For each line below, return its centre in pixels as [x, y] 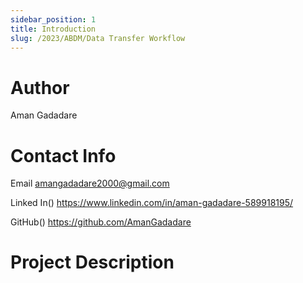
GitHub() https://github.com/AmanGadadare [101, 222]
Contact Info [63, 155]
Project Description [92, 262]
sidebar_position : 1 [53, 19]
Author [40, 87]
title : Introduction [53, 29]
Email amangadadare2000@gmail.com [90, 183]
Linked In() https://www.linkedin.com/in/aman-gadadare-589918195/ [152, 203]
